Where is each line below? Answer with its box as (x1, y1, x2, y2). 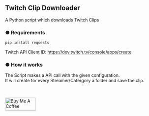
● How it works (5, 61, 43, 68)
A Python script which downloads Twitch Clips (5, 17, 99, 23)
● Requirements (5, 29, 45, 36)
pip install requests (5, 40, 50, 46)
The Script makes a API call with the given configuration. (5, 72, 120, 78)
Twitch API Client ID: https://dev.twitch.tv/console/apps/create (5, 49, 132, 55)
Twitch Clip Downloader (5, 4, 80, 12)
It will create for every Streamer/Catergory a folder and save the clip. (5, 78, 145, 84)
